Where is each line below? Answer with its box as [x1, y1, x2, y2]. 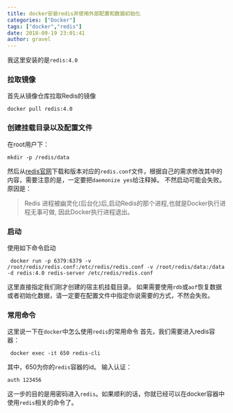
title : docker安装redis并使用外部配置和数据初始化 [7, 10, 141, 17]
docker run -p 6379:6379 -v [10, 258, 92, 265]
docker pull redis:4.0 [7, 105, 73, 113]
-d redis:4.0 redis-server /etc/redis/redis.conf [7, 270, 154, 277]
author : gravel [7, 36, 51, 43]
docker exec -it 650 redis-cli [10, 350, 101, 357]
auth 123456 [7, 377, 42, 384]
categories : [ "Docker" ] [7, 17, 76, 24]
